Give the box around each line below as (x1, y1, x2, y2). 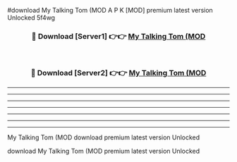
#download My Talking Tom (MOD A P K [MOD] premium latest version (7, 6, 213, 14)
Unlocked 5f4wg (7, 13, 55, 22)
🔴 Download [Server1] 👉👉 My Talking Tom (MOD (31, 31, 206, 41)
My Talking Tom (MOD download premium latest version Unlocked (7, 133, 200, 142)
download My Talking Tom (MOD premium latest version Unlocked (7, 147, 200, 155)
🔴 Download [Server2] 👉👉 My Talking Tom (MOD (30, 68, 207, 78)
